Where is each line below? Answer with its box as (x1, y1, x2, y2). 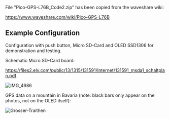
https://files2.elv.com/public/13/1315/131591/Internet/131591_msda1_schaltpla (5, 67, 165, 73)
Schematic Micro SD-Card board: (5, 57, 75, 63)
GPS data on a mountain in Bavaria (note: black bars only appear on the (5, 92, 155, 98)
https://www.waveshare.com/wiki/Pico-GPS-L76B (5, 14, 110, 20)
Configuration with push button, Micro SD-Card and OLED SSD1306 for (5, 42, 154, 48)
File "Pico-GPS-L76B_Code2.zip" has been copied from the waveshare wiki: (5, 5, 164, 10)
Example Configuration (5, 29, 80, 37)
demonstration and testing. (5, 48, 62, 54)
